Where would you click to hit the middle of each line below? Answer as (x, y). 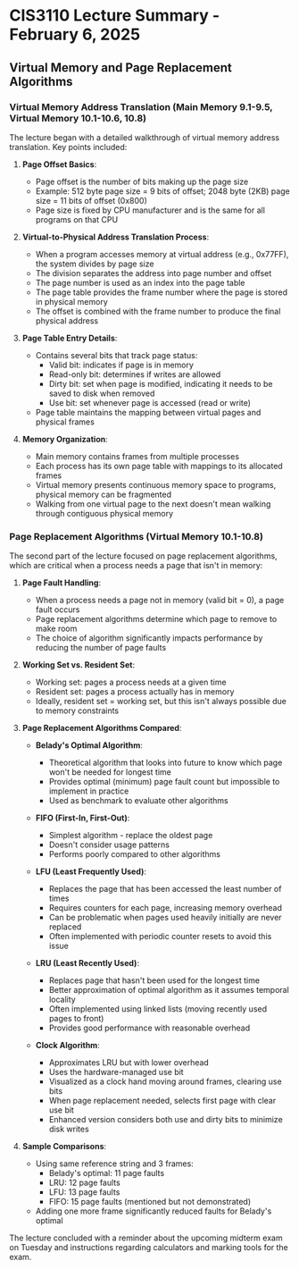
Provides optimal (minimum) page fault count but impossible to (164, 782)
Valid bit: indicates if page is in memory (121, 365)
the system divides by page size (95, 264)
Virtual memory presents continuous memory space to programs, (156, 484)
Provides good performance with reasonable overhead (149, 1028)
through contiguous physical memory (104, 513)
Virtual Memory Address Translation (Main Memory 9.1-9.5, (141, 106)
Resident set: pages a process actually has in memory (135, 692)
